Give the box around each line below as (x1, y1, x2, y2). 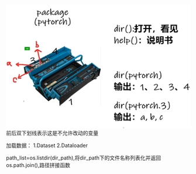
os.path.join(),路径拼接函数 (6, 161, 70, 168)
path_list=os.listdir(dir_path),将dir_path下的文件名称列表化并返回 (6, 154, 161, 161)
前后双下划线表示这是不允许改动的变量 (6, 129, 98, 136)
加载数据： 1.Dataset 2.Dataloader (6, 142, 88, 149)
